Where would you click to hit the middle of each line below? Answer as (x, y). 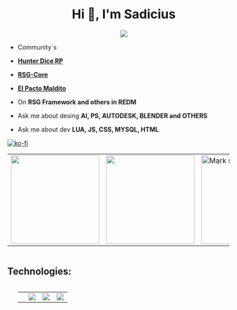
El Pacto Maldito (42, 88)
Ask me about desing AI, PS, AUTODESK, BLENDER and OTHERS (113, 115)
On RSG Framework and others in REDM (77, 102)
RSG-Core (32, 74)
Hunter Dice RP (40, 61)
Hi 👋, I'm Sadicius (124, 15)
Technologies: (39, 271)
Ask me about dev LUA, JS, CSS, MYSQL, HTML (88, 129)
